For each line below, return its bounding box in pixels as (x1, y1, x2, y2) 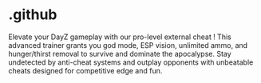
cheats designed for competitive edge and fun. (8, 65, 163, 75)
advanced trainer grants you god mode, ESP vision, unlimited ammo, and (8, 40, 248, 49)
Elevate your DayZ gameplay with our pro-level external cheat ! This (8, 32, 231, 41)
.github (8, 6, 57, 24)
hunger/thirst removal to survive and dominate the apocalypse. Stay (8, 49, 231, 58)
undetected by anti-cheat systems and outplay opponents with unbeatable (8, 57, 254, 67)
